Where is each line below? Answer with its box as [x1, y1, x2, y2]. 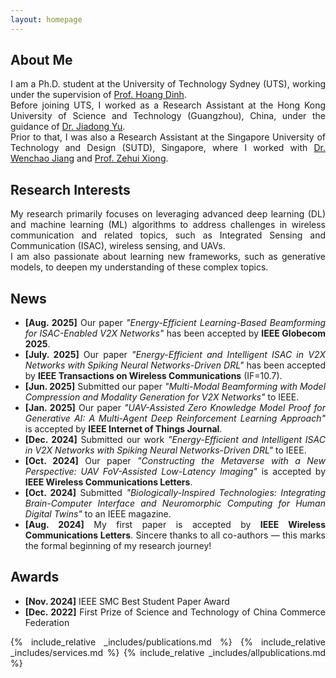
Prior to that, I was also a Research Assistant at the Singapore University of [10, 131, 326, 143]
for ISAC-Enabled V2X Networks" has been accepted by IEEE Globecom [24, 327, 326, 340]
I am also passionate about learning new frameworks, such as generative [10, 251, 326, 263]
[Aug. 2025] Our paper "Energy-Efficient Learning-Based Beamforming [24, 317, 326, 329]
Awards [10, 569, 60, 586]
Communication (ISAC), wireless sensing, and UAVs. [10, 240, 226, 252]
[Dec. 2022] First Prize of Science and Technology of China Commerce [24, 606, 326, 618]
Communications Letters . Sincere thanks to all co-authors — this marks [24, 529, 326, 541]
